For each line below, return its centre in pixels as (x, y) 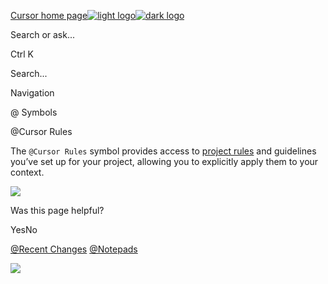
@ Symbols (34, 112)
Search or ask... (43, 34)
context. (27, 172)
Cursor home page (49, 15)
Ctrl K (22, 54)
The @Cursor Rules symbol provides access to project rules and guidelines (163, 151)
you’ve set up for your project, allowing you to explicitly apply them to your (164, 161)
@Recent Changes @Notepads (74, 249)
